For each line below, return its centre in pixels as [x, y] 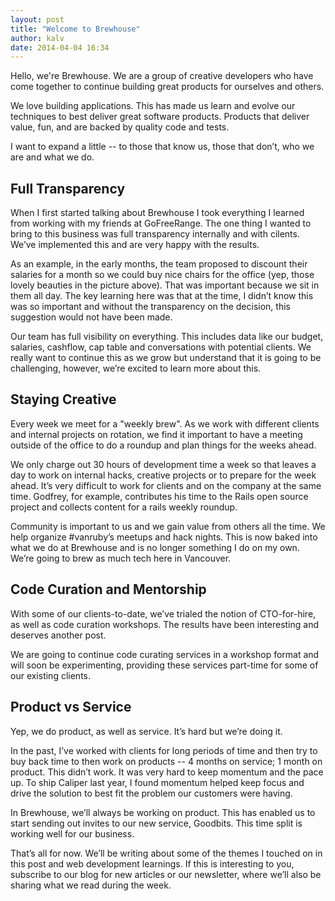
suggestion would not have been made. [91, 317]
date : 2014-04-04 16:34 [60, 47]
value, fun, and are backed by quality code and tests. [120, 127]
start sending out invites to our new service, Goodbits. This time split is [156, 823]
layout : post [37, 19]
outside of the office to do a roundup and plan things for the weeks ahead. [163, 445]
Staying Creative [63, 399]
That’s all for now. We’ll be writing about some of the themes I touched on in [166, 853]
